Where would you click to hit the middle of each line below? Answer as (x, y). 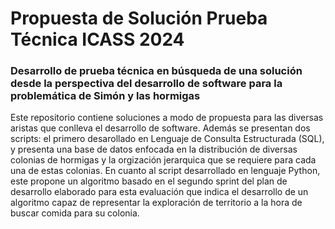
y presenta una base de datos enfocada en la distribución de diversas (154, 149)
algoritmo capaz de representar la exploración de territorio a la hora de (156, 203)
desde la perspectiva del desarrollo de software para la (146, 84)
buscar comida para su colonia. (75, 213)
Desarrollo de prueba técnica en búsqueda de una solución (156, 71)
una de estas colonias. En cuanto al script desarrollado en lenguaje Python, (165, 171)
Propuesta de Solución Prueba (139, 18)
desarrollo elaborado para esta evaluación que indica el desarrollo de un (159, 192)
